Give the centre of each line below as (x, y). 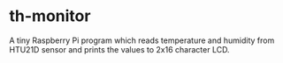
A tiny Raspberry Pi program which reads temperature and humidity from (142, 40)
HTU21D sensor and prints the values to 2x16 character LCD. (119, 49)
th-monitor (50, 16)
